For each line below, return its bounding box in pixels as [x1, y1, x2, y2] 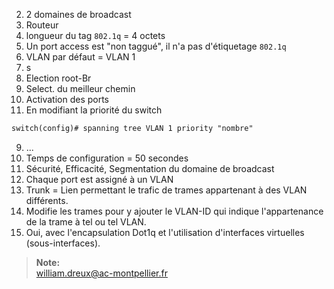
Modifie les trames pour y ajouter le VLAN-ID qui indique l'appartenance [25, 205, 324, 217]
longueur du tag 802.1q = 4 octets [25, 30, 166, 41]
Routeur [25, 19, 59, 31]
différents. [25, 194, 69, 206]
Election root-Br [25, 72, 92, 84]
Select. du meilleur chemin [25, 83, 136, 94]
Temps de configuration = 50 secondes [25, 152, 189, 164]
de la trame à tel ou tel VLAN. [25, 215, 147, 228]
